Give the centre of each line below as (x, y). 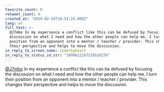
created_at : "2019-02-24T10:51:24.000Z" (47, 19)
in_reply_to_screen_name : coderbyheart (46, 50)
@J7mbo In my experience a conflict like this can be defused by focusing (79, 69)
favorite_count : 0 (24, 10)
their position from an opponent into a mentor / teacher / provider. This (76, 79)
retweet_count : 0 (23, 14)
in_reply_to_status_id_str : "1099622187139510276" (58, 55)
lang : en (14, 23)
